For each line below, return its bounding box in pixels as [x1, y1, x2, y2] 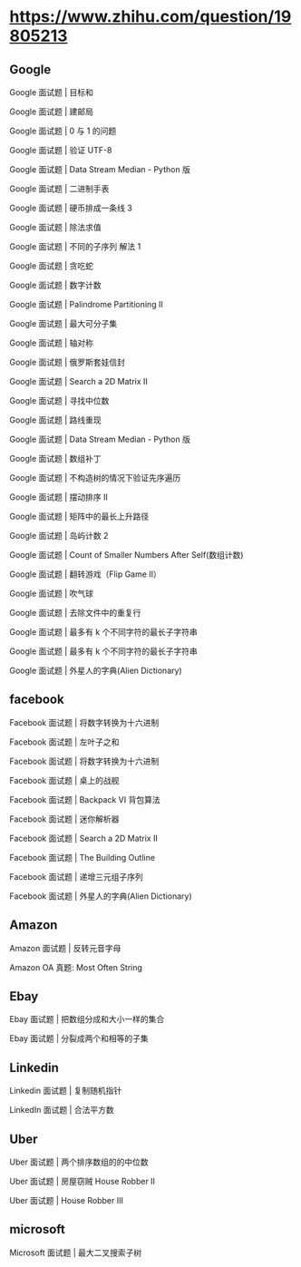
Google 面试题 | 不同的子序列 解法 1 [9, 241, 141, 251]
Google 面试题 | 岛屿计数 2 [9, 531, 109, 541]
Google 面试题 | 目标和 [9, 87, 93, 97]
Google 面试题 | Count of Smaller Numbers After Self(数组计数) [9, 550, 244, 560]
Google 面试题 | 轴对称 [9, 337, 93, 348]
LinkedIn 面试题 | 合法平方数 [9, 1105, 115, 1116]
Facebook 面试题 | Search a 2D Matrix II [9, 833, 159, 843]
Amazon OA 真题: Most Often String [9, 961, 143, 972]
